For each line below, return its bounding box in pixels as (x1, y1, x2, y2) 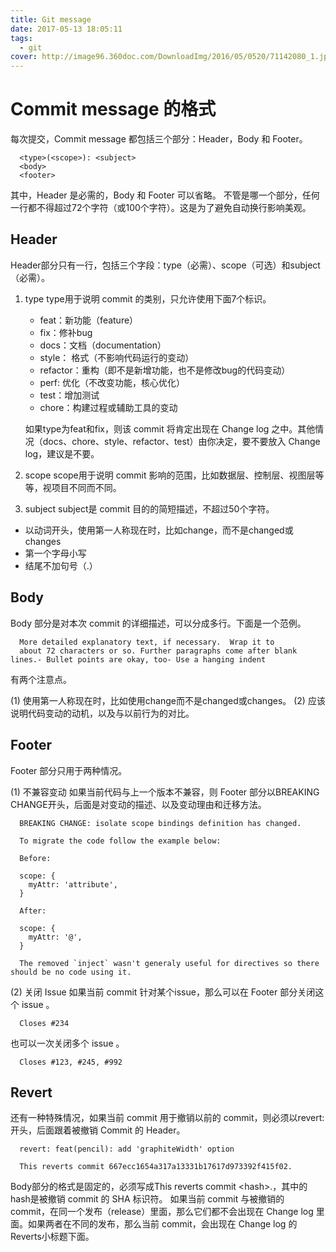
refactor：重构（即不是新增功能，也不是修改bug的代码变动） (39, 364, 291, 376)
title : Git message (10, 14, 92, 25)
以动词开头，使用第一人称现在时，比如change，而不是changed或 (24, 524, 294, 536)
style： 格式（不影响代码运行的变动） (39, 351, 195, 363)
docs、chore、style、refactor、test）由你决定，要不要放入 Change (42, 435, 321, 447)
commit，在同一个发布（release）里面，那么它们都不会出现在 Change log (10, 1206, 314, 1218)
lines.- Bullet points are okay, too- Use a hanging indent (10, 654, 267, 665)
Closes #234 (19, 1018, 70, 1028)
